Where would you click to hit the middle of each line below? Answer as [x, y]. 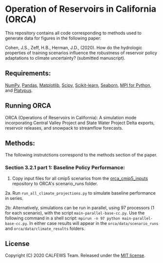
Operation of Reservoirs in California [81, 9]
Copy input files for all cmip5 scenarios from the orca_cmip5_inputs [80, 178]
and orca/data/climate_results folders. [45, 228]
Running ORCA [28, 106]
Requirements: [28, 74]
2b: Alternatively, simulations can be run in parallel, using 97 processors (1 [80, 208]
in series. [14, 198]
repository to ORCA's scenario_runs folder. [55, 183]
